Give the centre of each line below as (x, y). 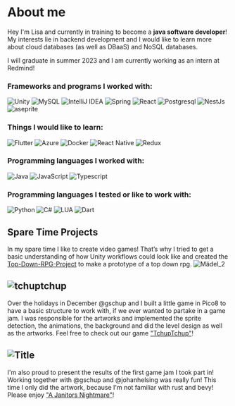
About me (37, 12)
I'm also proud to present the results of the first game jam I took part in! (111, 372)
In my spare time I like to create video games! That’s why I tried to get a (110, 249)
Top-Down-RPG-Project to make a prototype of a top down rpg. (100, 264)
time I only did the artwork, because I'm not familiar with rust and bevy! (110, 387)
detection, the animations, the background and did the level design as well (115, 326)
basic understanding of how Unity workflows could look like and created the (118, 256)
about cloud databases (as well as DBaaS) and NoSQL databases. (103, 47)
